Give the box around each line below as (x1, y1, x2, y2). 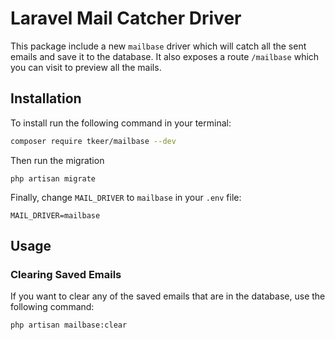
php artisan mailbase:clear (10, 320, 128, 331)
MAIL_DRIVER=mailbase (10, 210, 101, 221)
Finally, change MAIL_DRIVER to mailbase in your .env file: (10, 191, 242, 203)
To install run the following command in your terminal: (10, 117, 232, 129)
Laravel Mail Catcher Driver (10, 7, 242, 30)
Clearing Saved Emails (10, 267, 122, 281)
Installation (10, 90, 82, 107)
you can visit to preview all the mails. (10, 61, 162, 73)
